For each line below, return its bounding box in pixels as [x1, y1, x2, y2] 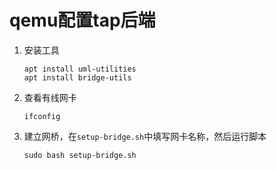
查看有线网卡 [23, 91, 77, 103]
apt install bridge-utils [23, 72, 132, 83]
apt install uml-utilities [23, 64, 137, 74]
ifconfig [23, 111, 61, 121]
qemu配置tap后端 [9, 9, 156, 32]
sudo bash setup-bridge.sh [23, 150, 137, 160]
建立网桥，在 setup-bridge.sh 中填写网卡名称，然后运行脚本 [23, 130, 267, 142]
